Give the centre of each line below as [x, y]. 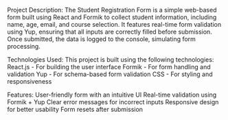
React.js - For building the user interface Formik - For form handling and [109, 67]
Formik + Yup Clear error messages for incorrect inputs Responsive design [113, 102]
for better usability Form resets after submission [75, 109]
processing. [24, 46]
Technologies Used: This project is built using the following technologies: [111, 60]
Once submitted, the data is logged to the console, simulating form [101, 39]
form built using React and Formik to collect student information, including [112, 17]
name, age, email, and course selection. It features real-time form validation [114, 24]
